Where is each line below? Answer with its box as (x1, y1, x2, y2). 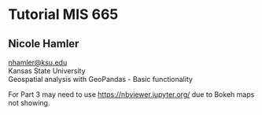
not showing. (8, 98, 50, 107)
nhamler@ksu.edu (8, 57, 68, 67)
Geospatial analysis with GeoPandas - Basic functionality (8, 75, 193, 83)
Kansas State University (8, 66, 86, 76)
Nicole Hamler (8, 37, 79, 50)
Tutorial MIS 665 (8, 6, 119, 24)
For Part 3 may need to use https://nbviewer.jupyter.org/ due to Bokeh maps (8, 90, 255, 99)
